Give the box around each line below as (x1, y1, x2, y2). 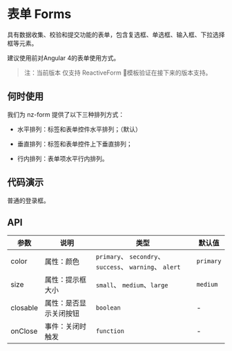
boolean (95, 304, 121, 312)
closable (10, 303, 39, 313)
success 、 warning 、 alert (95, 262, 181, 272)
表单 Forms (7, 6, 72, 22)
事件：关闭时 (44, 322, 87, 332)
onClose (10, 326, 38, 336)
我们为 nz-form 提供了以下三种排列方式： (7, 110, 125, 118)
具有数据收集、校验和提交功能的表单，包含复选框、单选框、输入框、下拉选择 (7, 30, 225, 39)
